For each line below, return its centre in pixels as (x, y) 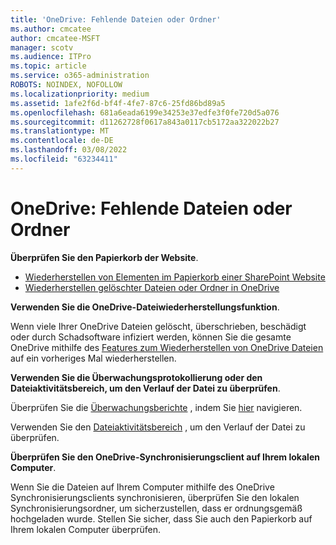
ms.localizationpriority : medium (80, 94)
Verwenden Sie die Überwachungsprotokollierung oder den (136, 377)
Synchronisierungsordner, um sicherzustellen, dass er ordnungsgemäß (156, 508)
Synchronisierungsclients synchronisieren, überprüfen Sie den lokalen (155, 497)
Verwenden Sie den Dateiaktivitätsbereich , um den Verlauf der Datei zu (158, 427)
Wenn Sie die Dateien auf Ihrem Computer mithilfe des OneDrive (142, 487)
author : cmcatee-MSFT (55, 38)
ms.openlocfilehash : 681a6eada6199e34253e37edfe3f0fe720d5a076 (145, 112)
